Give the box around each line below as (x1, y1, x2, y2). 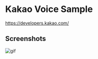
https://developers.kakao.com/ (5, 20, 69, 26)
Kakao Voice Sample (5, 3, 93, 15)
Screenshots (5, 34, 46, 43)
